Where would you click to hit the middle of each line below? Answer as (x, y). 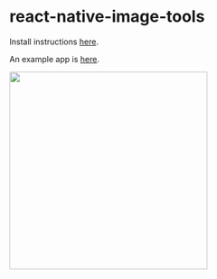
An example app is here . (54, 59)
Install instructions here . (54, 42)
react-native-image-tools (107, 17)
